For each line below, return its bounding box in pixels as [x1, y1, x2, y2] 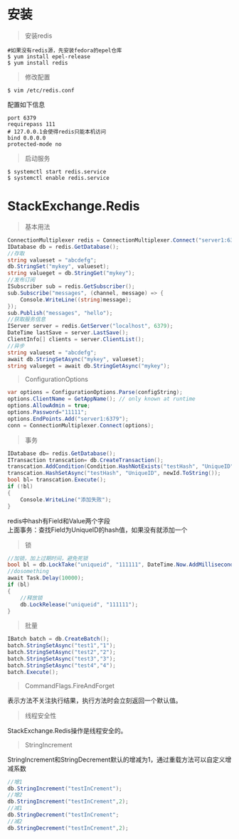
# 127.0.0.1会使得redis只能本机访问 [7, 128, 107, 135]
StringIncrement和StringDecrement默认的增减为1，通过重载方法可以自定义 [7, 755, 225, 764]
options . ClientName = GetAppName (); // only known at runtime [7, 395, 196, 402]
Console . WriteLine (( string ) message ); [20, 296, 132, 303]
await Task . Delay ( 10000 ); [7, 575, 84, 582]
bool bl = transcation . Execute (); [7, 476, 107, 483]
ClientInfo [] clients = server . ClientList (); [7, 336, 144, 343]
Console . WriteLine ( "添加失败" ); [20, 496, 112, 503]
